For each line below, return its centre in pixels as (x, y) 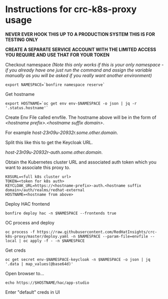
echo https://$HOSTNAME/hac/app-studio (47, 283)
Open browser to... (25, 273)
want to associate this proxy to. (38, 167)
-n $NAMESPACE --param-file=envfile (109, 236)
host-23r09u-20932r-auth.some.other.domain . (54, 152)
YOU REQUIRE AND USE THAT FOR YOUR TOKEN (57, 55)
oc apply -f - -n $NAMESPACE (54, 241)
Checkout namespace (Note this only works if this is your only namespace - (85, 64)
